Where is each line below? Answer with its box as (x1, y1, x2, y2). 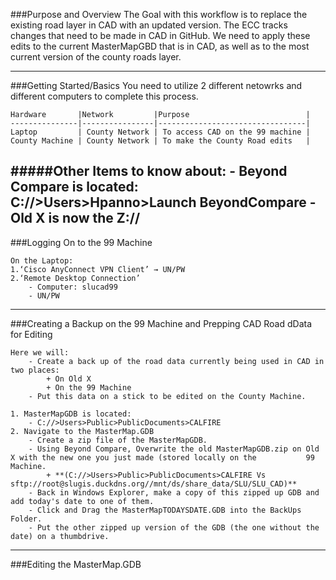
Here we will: (10, 347, 70, 358)
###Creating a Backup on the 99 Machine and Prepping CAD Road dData (10, 317, 313, 329)
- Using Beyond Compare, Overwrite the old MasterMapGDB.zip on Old (28, 444, 320, 454)
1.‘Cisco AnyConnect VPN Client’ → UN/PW (10, 264, 186, 274)
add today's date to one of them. (10, 496, 155, 506)
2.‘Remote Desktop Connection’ (10, 273, 141, 283)
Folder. (10, 514, 43, 524)
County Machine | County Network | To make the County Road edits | (10, 136, 311, 146)
